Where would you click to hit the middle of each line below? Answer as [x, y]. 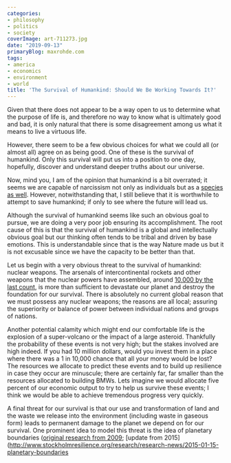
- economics [24, 71]
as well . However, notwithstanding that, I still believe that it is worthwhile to [113, 195]
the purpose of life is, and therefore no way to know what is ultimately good [114, 117]
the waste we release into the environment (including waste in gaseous [108, 416]
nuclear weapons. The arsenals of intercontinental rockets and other [104, 273]
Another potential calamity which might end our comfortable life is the [106, 330]
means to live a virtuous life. [47, 132]
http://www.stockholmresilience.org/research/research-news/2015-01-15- [114, 445]
